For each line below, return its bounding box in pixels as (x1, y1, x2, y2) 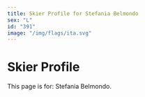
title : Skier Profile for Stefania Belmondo (7, 10, 139, 17)
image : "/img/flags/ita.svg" (7, 29, 92, 37)
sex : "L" (7, 17, 33, 24)
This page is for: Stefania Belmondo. (7, 82, 112, 91)
